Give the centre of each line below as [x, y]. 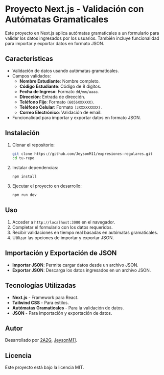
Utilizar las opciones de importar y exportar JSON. [63, 237]
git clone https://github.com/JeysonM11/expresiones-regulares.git [82, 154]
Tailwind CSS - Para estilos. [40, 302]
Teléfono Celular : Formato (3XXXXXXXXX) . [61, 107]
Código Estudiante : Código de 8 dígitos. [60, 86]
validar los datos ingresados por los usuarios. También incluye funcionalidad [82, 38]
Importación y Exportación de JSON [61, 253]
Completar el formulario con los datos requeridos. [62, 227]
